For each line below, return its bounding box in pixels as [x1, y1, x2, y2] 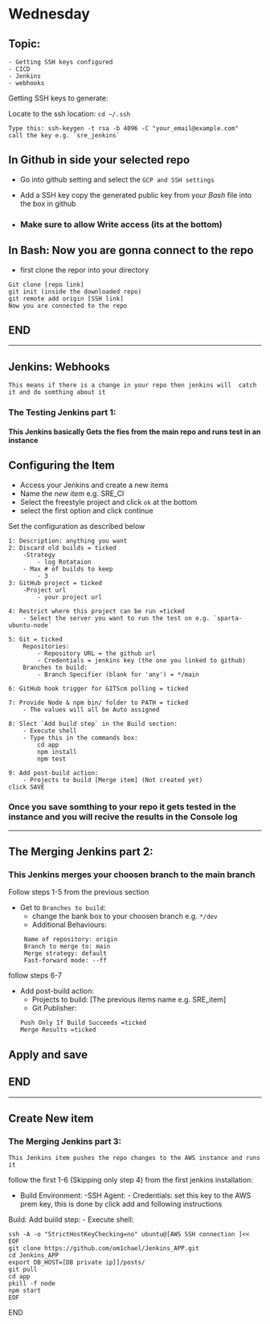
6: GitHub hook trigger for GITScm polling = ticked [8, 684, 189, 692]
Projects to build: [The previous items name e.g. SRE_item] [31, 994, 227, 1005]
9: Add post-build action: [8, 769, 99, 777]
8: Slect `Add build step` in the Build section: [8, 719, 178, 728]
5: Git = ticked [8, 635, 63, 643]
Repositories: [22, 642, 70, 650]
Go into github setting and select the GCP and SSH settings [19, 174, 215, 184]
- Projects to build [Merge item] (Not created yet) [22, 776, 203, 784]
